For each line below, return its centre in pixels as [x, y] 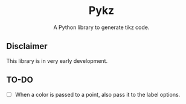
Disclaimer [27, 46]
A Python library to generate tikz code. [101, 27]
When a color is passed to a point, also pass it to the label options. [98, 94]
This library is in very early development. [57, 60]
